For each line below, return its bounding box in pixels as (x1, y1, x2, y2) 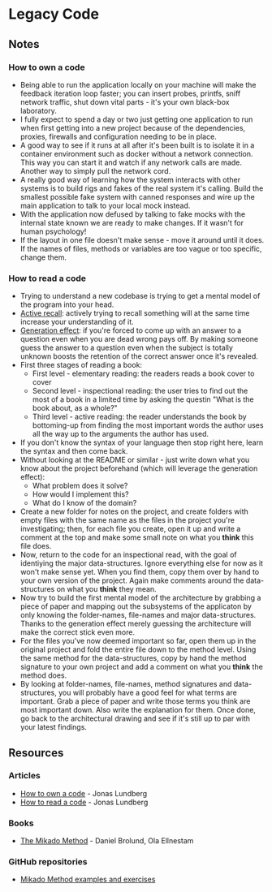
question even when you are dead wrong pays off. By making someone (19, 334, 258, 344)
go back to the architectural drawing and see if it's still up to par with (19, 713, 250, 723)
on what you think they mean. (56, 584, 157, 594)
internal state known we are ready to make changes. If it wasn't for (19, 218, 244, 227)
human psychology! (19, 226, 87, 236)
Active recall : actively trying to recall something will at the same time (19, 308, 250, 318)
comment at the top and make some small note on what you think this (19, 532, 254, 542)
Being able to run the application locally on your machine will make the (19, 80, 257, 89)
